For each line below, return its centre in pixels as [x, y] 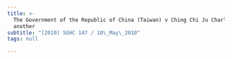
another [25, 26]
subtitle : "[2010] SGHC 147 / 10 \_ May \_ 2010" [74, 33]
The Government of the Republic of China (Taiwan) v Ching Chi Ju [111, 20]
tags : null [23, 39]
